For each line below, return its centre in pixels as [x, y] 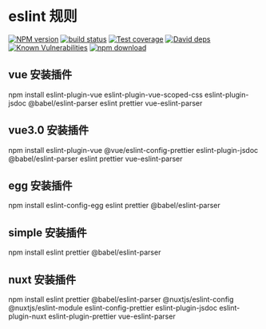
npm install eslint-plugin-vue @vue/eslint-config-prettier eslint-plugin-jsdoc [133, 150]
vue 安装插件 [40, 75]
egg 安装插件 [41, 185]
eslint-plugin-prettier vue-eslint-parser [111, 316]
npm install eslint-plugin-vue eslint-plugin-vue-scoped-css [106, 94]
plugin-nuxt [27, 316]
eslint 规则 [43, 16]
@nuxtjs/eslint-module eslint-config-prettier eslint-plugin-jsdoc [113, 308]
